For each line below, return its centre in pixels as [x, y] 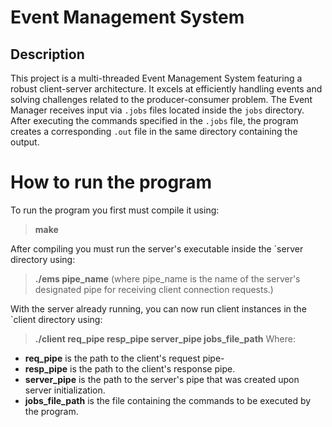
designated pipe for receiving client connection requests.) [154, 289]
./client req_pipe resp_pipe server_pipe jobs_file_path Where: [165, 338]
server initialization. [65, 390]
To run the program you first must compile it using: [115, 210]
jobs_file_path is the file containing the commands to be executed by [168, 400]
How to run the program [111, 182]
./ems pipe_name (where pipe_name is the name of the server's [167, 278]
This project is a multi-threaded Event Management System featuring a [156, 78]
